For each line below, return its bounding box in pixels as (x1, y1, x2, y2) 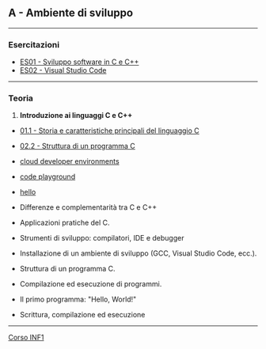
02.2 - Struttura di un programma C (19, 142, 136, 151)
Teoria (8, 93, 34, 104)
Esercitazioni (8, 39, 60, 50)
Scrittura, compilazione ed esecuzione (19, 310, 146, 320)
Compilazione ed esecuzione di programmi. (19, 279, 162, 289)
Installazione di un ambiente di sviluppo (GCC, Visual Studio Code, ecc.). (19, 248, 257, 258)
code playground (19, 172, 76, 181)
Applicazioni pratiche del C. (19, 218, 110, 228)
